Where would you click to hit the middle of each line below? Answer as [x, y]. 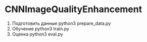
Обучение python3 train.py [40, 28]
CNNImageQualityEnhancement [73, 9]
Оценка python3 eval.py [38, 34]
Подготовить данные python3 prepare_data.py [61, 23]
